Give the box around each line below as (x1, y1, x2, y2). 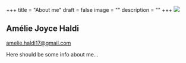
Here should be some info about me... (6, 51, 99, 58)
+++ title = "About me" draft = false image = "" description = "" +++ (6, 7, 172, 13)
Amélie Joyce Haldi (6, 24, 79, 34)
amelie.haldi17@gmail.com (6, 39, 71, 46)
